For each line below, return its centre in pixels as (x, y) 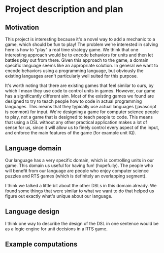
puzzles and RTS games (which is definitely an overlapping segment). (76, 176)
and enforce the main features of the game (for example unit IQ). (71, 133)
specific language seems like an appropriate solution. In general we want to (82, 65)
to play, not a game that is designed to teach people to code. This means (79, 117)
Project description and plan (64, 9)
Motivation (22, 27)
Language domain (33, 148)
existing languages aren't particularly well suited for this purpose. (71, 76)
